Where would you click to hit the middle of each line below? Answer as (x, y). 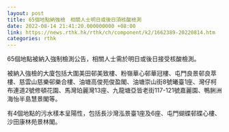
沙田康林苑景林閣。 (34, 122)
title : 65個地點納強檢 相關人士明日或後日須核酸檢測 (75, 20)
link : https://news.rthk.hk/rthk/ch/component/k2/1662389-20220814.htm (111, 32)
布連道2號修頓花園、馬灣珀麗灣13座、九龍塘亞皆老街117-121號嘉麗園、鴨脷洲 (114, 90)
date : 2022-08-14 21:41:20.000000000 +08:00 (71, 26)
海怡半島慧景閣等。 (34, 99)
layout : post (26, 13)
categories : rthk (32, 39)
